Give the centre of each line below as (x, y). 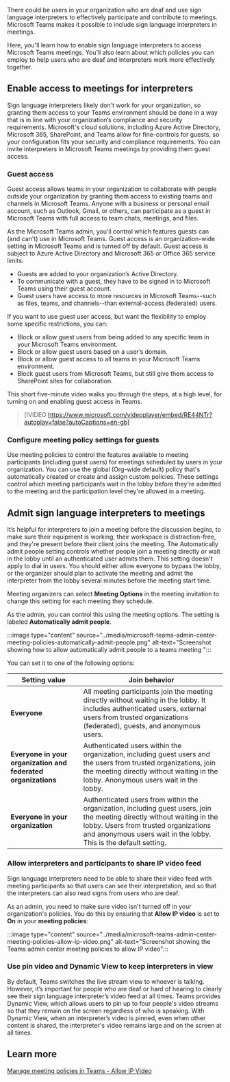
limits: (15, 261)
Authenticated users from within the (141, 800)
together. (20, 67)
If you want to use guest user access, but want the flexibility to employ (107, 317)
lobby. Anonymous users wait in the (141, 780)
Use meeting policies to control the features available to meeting (98, 455)
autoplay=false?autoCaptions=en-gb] (77, 422)
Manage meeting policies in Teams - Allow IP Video (79, 1070)
